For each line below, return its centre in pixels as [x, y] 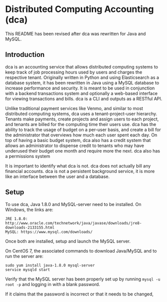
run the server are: [24, 256]
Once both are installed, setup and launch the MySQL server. [68, 241]
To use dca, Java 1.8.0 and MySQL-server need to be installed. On [73, 204]
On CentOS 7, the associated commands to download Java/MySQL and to [81, 250]
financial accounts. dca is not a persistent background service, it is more [80, 171]
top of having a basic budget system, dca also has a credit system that [78, 140]
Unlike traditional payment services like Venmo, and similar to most [74, 108]
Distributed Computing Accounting [79, 9]
